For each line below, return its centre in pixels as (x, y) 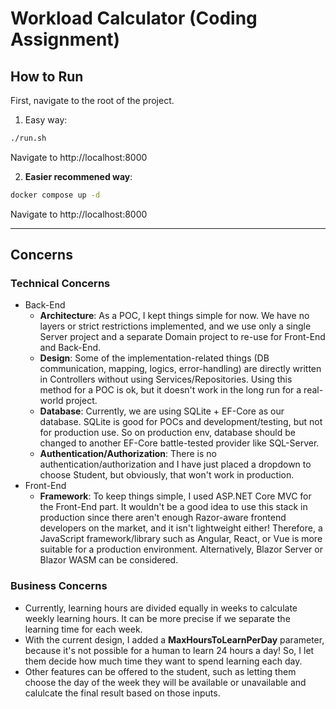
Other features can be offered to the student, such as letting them (160, 671)
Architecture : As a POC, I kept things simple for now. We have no (174, 316)
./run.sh (28, 138)
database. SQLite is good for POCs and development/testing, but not (181, 422)
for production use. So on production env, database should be (167, 433)
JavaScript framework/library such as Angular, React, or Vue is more (181, 539)
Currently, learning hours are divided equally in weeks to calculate (161, 608)
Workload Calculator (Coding (134, 18)
